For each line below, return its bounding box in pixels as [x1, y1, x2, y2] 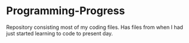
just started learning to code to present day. [6, 29, 113, 37]
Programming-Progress [6, 4, 126, 18]
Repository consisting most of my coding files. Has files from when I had [6, 24, 184, 31]
